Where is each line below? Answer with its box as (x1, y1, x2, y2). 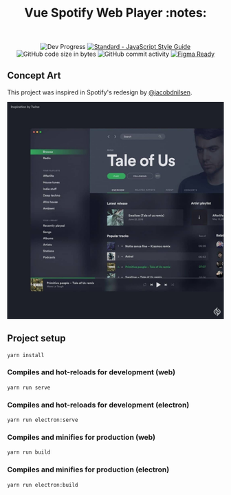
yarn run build (7, 449, 51, 456)
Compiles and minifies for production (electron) (7, 465, 170, 474)
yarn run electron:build (7, 481, 78, 488)
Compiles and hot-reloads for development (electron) (7, 400, 190, 410)
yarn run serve (7, 384, 51, 391)
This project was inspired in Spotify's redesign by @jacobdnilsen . (7, 88, 192, 97)
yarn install (7, 352, 45, 358)
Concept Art (7, 70, 61, 81)
